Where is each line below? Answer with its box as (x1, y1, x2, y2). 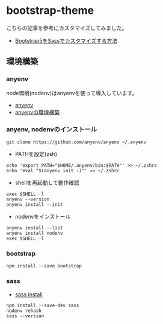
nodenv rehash (6, 308, 42, 314)
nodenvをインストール (14, 213, 71, 220)
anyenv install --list (6, 225, 63, 231)
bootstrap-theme (6, 4, 94, 17)
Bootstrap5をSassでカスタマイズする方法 (14, 37, 118, 44)
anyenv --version (6, 196, 50, 202)
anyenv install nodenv (6, 230, 63, 236)
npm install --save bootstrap (6, 263, 82, 269)
